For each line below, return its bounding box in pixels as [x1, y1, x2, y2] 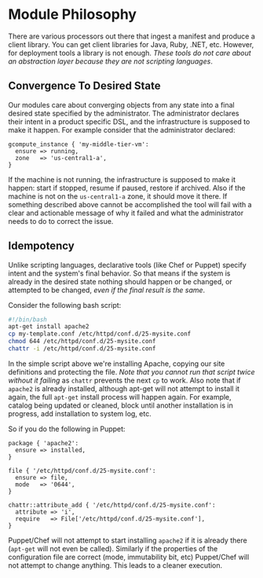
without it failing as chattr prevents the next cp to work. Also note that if [8, 375, 241, 385]
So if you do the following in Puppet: [8, 424, 126, 433]
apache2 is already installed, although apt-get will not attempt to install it [8, 383, 240, 393]
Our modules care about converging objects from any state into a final [8, 100, 235, 109]
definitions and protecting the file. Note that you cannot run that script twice [8, 367, 255, 376]
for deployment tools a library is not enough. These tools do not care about [8, 48, 251, 57]
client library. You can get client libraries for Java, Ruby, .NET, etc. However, [8, 39, 254, 49]
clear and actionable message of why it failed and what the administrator [8, 208, 244, 218]
